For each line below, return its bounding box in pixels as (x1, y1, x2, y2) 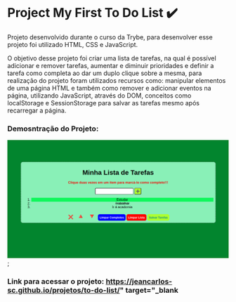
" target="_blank (119, 285, 179, 295)
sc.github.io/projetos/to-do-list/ (7, 285, 121, 295)
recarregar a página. (7, 106, 67, 114)
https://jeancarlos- (105, 277, 173, 287)
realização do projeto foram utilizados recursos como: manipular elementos (7, 76, 226, 84)
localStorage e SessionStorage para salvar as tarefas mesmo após (7, 98, 200, 107)
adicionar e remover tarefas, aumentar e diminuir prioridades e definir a (7, 61, 214, 70)
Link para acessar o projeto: (7, 277, 105, 287)
